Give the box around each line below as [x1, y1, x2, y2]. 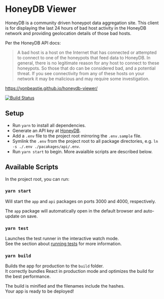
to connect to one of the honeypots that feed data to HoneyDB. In [17, 54, 151, 60]
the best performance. [5, 273, 51, 280]
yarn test [5, 225, 29, 231]
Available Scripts [5, 163, 58, 171]
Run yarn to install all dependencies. [12, 122, 86, 128]
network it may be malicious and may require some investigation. [17, 76, 150, 82]
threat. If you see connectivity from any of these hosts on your [17, 70, 145, 76]
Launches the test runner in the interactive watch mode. [5, 236, 120, 242]
